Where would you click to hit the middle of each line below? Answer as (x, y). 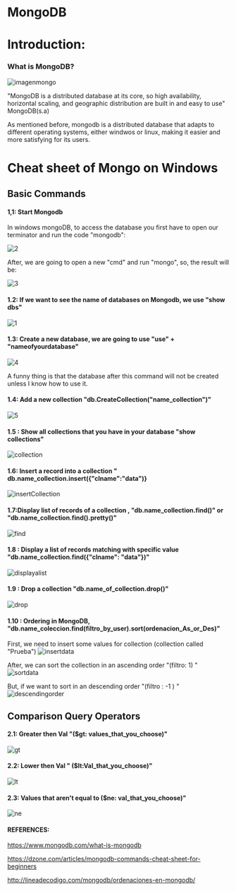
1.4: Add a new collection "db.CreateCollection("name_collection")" (109, 400)
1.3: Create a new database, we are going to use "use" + (91, 339)
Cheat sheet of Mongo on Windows (113, 168)
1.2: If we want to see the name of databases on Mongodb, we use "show (116, 300)
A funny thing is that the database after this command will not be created (113, 376)
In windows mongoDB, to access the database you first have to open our (113, 227)
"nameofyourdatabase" (43, 347)
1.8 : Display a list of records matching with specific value (93, 550)
